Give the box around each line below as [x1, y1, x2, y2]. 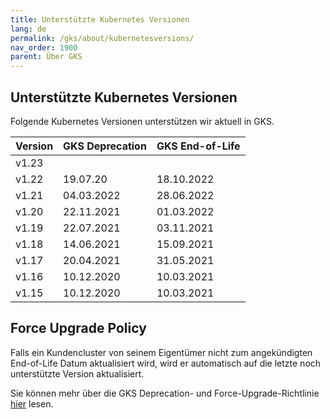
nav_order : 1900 [10, 42, 78, 53]
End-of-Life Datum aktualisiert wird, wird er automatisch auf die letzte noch [10, 357, 322, 369]
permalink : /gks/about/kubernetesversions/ [10, 33, 195, 43]
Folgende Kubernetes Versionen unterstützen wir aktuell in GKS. [10, 115, 275, 127]
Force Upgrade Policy [10, 320, 147, 337]
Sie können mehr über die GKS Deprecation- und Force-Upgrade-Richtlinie [10, 387, 320, 399]
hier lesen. [10, 397, 54, 410]
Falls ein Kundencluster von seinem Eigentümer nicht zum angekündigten [10, 346, 313, 358]
